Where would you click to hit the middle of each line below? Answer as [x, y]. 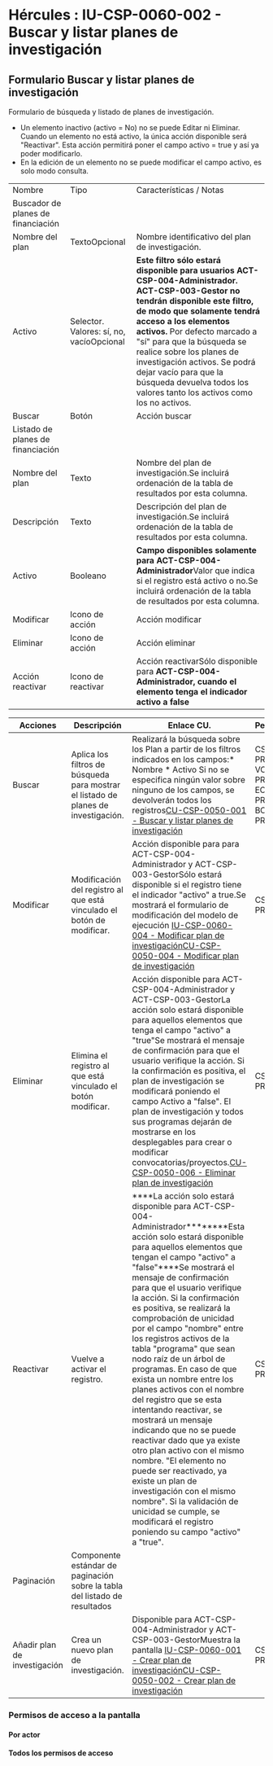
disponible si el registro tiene [187, 885]
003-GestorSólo [164, 874]
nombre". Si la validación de [185, 1501]
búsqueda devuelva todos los [193, 382]
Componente [96, 1555]
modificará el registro [173, 1522]
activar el [89, 1369]
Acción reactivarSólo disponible [197, 661]
